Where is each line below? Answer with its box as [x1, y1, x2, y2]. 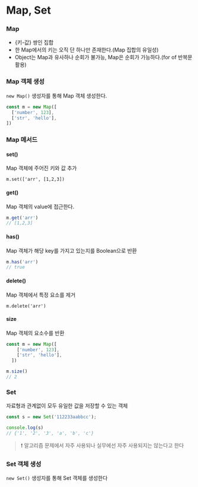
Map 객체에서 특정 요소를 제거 [6, 291, 76, 298]
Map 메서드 [6, 136, 38, 144]
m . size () [6, 368, 28, 374]
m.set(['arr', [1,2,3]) [6, 176, 65, 183]
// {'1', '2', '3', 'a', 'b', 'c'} [6, 431, 94, 437]
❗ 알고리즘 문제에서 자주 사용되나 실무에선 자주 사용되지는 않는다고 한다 [20, 441, 184, 448]
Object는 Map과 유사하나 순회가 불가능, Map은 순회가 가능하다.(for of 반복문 [14, 54, 193, 61]
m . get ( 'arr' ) [6, 215, 39, 221]
